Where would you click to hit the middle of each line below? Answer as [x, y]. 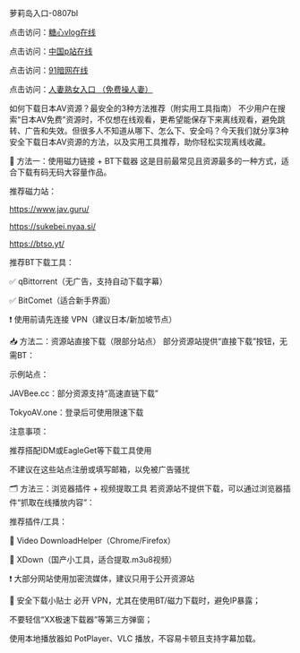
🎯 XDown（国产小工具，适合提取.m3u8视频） [93, 559]
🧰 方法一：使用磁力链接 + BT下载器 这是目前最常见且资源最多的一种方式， [146, 161]
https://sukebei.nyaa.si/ [53, 226]
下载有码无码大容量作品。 [64, 172]
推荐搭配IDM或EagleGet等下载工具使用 [81, 450]
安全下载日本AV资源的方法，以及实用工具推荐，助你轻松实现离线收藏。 [140, 142]
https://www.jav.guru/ [49, 209]
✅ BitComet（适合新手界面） [62, 300]
